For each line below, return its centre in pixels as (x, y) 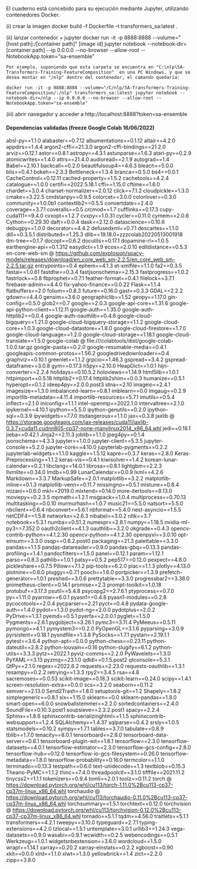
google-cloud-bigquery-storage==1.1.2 (96, 322)
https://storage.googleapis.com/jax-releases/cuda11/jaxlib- (77, 422)
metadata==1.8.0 (26, 760)
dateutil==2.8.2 (25, 648)
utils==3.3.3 (21, 654)
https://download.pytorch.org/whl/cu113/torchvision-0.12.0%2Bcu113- (97, 810)
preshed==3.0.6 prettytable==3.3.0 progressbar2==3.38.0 (119, 579)
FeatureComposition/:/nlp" (39, 93)
